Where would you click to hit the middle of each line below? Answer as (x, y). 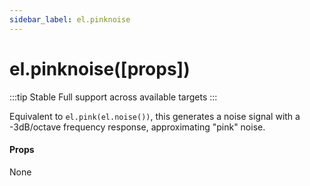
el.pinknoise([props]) (100, 68)
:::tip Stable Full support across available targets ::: (113, 97)
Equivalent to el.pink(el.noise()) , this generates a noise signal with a (155, 116)
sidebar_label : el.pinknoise (70, 19)
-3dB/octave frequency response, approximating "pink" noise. (137, 127)
